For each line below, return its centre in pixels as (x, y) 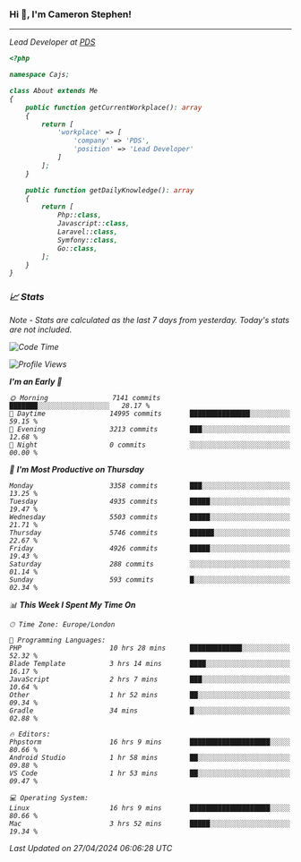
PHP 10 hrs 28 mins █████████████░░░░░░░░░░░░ (150, 648)
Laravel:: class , (87, 232)
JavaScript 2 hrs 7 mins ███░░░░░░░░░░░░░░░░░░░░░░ (150, 679)
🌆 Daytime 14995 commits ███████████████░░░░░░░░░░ (150, 414)
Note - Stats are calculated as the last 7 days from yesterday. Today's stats (149, 320)
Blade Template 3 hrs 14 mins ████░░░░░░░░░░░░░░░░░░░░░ (150, 663)
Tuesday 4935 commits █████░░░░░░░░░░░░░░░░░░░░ (150, 501)
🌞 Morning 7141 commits (85, 397)
